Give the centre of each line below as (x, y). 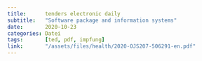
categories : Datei (34, 33)
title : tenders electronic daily (64, 14)
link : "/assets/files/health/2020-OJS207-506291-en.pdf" (102, 46)
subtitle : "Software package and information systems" (92, 20)
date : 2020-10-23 (42, 27)
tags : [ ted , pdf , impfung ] (56, 40)
